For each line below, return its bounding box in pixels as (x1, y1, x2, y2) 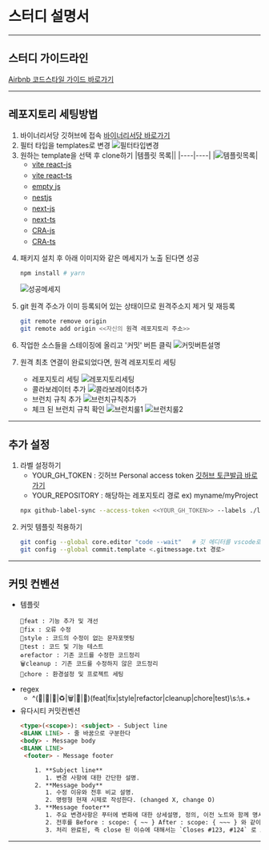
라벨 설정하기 (19, 461, 62, 469)
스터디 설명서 (8, 7, 90, 26)
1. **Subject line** (34, 766, 103, 774)
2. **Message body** (34, 781, 103, 789)
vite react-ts (31, 170, 73, 180)
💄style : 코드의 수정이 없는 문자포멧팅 (19, 634, 134, 643)
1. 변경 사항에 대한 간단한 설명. (45, 774, 140, 782)
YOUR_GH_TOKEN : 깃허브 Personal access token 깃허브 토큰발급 (31, 470, 243, 480)
